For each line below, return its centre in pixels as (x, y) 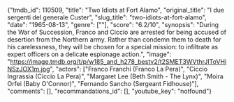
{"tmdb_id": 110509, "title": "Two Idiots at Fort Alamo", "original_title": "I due (116, 10)
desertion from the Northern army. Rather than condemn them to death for (114, 40)
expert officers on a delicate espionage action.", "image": (89, 54)
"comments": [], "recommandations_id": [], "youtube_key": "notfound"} (109, 91)
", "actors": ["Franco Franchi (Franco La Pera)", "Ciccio (129, 69)
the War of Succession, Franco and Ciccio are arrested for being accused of (117, 32)
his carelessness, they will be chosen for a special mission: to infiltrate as (113, 47)
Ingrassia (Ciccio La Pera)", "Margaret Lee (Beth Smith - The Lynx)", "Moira (115, 76)
